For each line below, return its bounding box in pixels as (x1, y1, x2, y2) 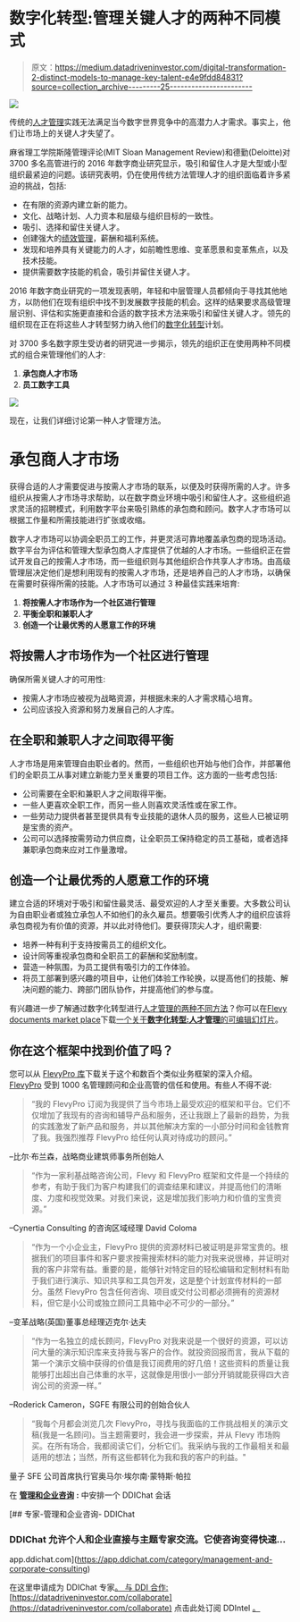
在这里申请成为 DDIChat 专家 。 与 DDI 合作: (9, 1582, 169, 1592)
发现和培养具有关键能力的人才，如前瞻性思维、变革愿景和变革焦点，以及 (21, 243, 288, 255)
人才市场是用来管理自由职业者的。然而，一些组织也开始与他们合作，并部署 (9, 757, 283, 769)
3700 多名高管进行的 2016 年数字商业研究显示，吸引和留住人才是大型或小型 (9, 157, 287, 168)
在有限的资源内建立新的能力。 (21, 199, 132, 210)
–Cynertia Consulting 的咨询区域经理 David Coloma (9, 1222, 197, 1234)
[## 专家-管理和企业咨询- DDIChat (9, 1508, 136, 1520)
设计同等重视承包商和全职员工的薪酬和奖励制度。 (21, 950, 203, 961)
